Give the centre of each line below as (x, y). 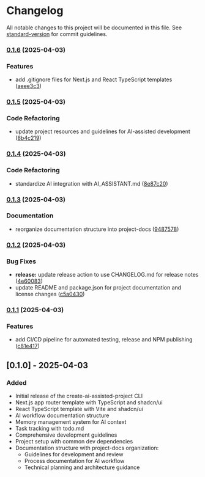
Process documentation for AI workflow (74, 461)
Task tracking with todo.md (50, 428)
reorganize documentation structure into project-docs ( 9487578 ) (97, 229)
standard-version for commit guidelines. (57, 34)
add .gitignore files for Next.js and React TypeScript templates (94, 79)
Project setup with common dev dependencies (74, 441)
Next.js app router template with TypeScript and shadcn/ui (89, 402)
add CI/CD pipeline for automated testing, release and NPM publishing (104, 340)
